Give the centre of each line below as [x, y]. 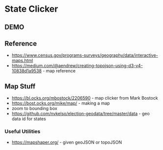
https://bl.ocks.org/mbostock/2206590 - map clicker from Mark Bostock [85, 98]
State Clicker [31, 9]
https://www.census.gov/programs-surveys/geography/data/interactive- [85, 55]
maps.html [22, 61]
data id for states [29, 119]
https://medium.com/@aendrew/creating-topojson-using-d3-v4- [77, 66]
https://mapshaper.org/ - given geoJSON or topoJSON [67, 142]
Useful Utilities [23, 131]
